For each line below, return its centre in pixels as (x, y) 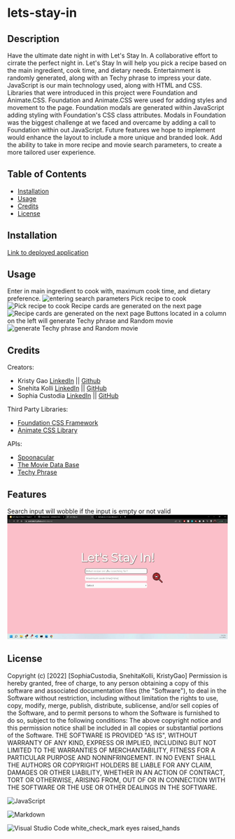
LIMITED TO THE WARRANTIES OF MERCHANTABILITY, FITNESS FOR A (111, 750)
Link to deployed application (48, 252)
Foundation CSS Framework (58, 423)
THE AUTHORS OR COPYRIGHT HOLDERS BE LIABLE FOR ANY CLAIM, (110, 765)
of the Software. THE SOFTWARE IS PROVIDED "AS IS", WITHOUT (102, 735)
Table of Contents (47, 174)
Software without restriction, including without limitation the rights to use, (113, 698)
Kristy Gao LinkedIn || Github (59, 381)
